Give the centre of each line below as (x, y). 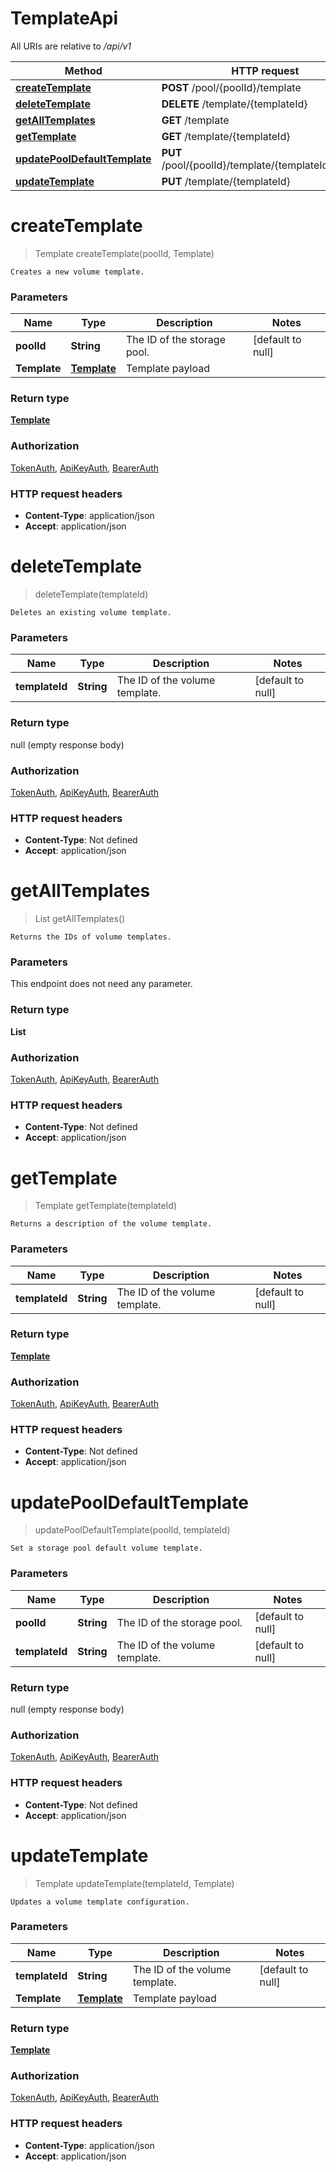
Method (83, 70)
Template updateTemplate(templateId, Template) (134, 1883)
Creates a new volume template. (77, 272)
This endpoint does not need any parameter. (101, 984)
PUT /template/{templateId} (226, 181)
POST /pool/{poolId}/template (231, 87)
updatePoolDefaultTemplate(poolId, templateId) (132, 1530)
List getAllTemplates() (80, 919)
